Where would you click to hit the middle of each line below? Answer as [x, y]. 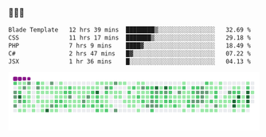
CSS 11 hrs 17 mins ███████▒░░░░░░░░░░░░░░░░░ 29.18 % [129, 38]
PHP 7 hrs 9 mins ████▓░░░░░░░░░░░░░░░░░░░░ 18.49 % [129, 46]
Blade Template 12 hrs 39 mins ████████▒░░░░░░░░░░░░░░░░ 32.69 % [129, 30]
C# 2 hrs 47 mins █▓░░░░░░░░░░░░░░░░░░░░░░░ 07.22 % [129, 54]
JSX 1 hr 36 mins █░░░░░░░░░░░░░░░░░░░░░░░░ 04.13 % [129, 62]
